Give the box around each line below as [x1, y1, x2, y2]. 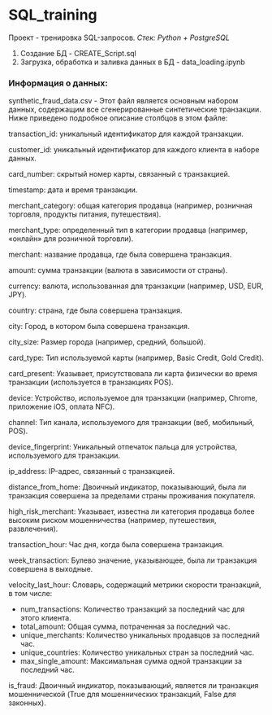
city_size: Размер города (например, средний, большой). [8, 337, 206, 347]
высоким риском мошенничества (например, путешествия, [8, 515, 217, 525]
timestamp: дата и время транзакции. [8, 185, 138, 195]
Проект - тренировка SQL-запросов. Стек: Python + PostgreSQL [8, 33, 230, 42]
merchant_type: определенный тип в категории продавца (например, [8, 226, 248, 235]
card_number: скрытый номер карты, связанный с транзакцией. [8, 169, 231, 179]
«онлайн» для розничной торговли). [8, 234, 134, 243]
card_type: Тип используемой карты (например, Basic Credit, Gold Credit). [8, 353, 264, 363]
